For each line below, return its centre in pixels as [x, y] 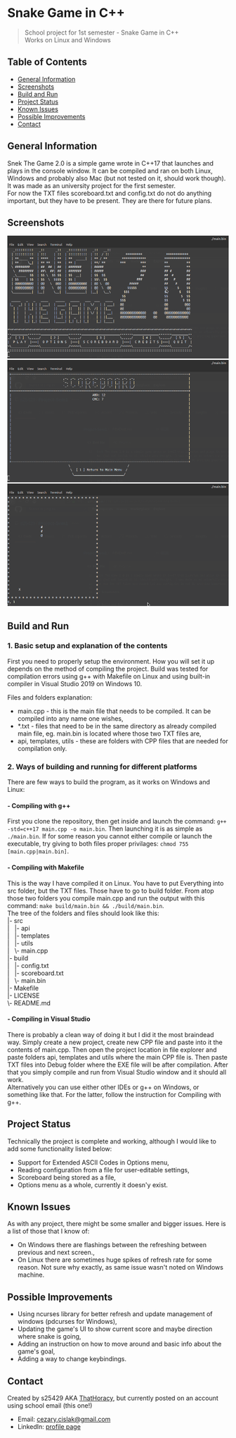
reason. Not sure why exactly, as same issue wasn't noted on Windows [120, 1267]
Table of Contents [47, 62]
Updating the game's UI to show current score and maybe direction [115, 1329]
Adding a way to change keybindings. [72, 1359]
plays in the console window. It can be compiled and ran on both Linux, [110, 171]
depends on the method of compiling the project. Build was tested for [108, 669]
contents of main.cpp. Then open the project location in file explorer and [112, 1049]
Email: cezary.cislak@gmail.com [64, 1419]
